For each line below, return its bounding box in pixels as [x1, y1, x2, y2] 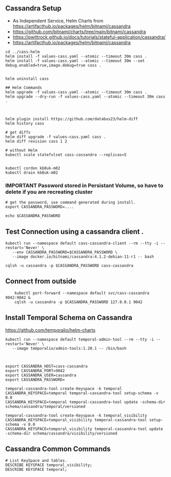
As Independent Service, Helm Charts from [12, 17, 104, 24]
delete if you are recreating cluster [5, 188, 93, 195]
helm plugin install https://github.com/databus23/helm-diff [5, 116, 138, 122]
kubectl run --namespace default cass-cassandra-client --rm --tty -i [5, 240, 159, 246]
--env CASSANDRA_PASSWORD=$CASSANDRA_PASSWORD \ [12, 249, 117, 255]
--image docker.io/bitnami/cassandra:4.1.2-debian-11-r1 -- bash [12, 254, 154, 259]
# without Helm [5, 148, 38, 153]
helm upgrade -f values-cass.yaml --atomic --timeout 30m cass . [5, 89, 147, 95]
